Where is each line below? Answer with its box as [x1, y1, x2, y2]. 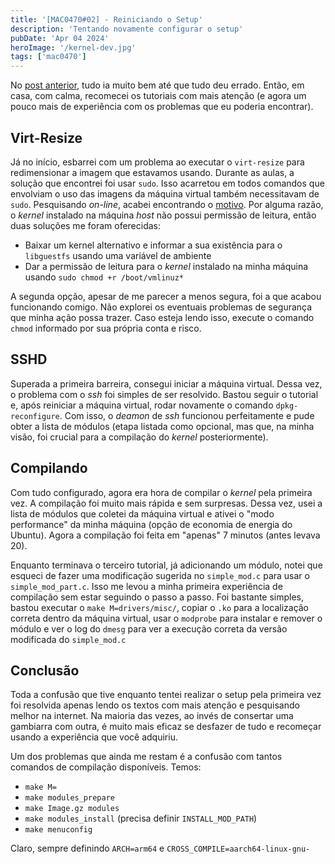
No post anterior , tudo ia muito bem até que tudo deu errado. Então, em [10, 79, 305, 91]
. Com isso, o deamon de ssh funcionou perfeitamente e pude [59, 409, 315, 421]
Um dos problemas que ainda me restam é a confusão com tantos [10, 751, 283, 763]
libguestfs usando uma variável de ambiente [24, 249, 212, 261]
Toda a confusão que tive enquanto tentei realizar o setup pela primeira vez [10, 689, 322, 701]
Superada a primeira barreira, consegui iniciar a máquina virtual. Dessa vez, [10, 377, 323, 390]
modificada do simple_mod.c [10, 633, 127, 645]
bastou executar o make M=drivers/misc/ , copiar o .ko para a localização [10, 601, 310, 613]
